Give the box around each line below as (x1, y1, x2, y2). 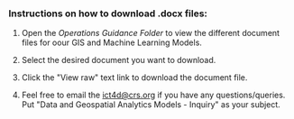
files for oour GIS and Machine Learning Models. (21, 37, 202, 48)
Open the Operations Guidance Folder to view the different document (21, 28, 280, 39)
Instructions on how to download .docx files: (8, 7, 208, 20)
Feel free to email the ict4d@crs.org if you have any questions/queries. (21, 89, 286, 101)
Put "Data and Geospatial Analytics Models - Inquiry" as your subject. (21, 99, 280, 110)
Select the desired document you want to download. (21, 55, 216, 66)
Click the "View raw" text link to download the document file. (21, 72, 248, 83)
